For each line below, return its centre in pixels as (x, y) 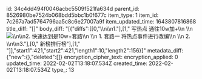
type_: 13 (63, 70)
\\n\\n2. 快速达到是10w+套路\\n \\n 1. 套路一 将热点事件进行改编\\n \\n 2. (102, 36)
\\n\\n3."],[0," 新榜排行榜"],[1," (43, 44)
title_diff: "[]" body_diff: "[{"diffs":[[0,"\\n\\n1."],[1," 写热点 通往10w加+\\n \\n (99, 29)
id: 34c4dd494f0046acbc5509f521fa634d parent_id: (73, 9)
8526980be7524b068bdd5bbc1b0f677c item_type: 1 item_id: (82, 15)
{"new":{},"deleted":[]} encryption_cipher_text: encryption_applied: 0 (92, 57)
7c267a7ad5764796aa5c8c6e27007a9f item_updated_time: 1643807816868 (101, 21)
